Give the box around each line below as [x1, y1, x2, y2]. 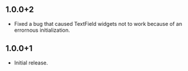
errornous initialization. [14, 26, 70, 33]
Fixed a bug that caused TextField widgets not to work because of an [14, 20, 182, 27]
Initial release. [14, 59, 48, 66]
